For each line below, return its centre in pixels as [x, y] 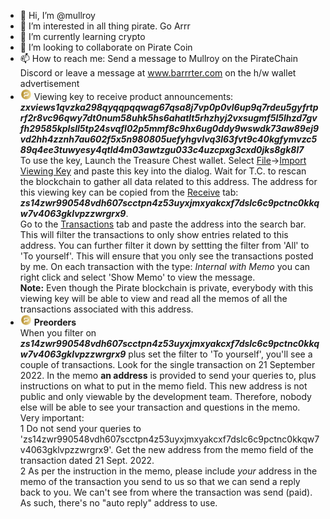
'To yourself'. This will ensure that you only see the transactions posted [166, 256]
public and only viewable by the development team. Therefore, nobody [165, 396]
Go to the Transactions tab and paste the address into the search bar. [163, 224]
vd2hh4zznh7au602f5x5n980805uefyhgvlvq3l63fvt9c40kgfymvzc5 [168, 139]
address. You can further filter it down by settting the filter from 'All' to [164, 245]
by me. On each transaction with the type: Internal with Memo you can [165, 266]
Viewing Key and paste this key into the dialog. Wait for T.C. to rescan [163, 171]
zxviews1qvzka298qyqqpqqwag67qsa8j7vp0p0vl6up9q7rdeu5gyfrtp [169, 107]
